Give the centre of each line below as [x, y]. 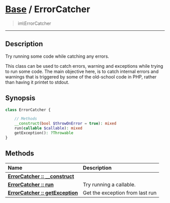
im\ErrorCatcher [34, 23]
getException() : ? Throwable [44, 133]
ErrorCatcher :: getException [43, 192]
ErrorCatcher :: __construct [41, 176]
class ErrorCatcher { [28, 110]
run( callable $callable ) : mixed [48, 128]
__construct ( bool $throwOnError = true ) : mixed [65, 124]
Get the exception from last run [120, 192]
